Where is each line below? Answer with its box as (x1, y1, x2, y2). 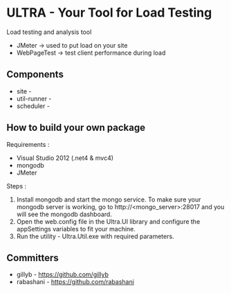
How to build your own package (6, 122, 146, 134)
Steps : (6, 181, 27, 190)
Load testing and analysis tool (6, 28, 92, 36)
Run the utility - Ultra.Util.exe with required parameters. (16, 232, 174, 240)
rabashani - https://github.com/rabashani (16, 278, 134, 286)
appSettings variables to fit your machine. (16, 224, 136, 233)
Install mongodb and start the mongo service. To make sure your (16, 195, 201, 204)
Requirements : (6, 140, 50, 148)
